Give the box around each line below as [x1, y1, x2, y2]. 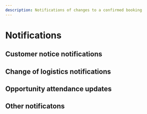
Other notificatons [5, 102, 65, 110]
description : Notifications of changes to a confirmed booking [5, 7, 142, 13]
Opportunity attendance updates [5, 84, 112, 93]
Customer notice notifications [5, 50, 103, 59]
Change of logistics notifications [5, 67, 111, 76]
